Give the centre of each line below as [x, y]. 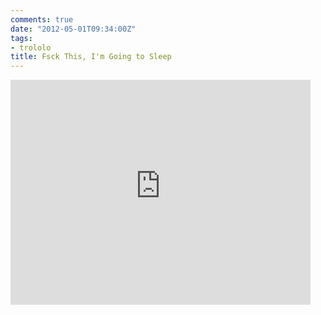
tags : [21, 38]
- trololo [31, 47]
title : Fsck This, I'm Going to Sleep [91, 57]
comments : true [42, 19]
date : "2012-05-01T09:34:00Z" [73, 29]
